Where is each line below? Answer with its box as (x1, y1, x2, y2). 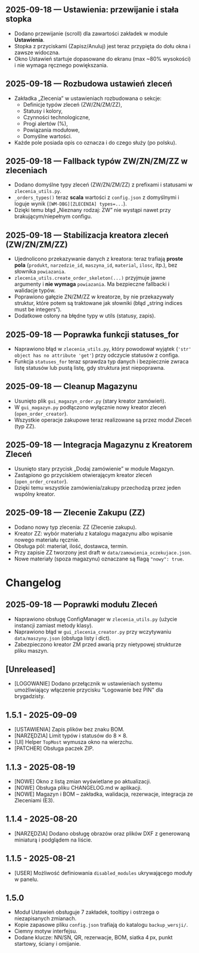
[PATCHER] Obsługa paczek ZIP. (14, 745, 94, 752)
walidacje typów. (14, 287, 56, 294)
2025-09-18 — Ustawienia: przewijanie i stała (5, 5, 179, 15)
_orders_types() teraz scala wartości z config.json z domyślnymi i (14, 194, 179, 201)
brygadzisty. (14, 693, 45, 700)
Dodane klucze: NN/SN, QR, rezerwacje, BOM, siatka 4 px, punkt (14, 934, 173, 941)
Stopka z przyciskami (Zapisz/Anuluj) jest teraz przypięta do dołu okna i (14, 42, 191, 49)
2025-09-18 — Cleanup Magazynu (5, 381, 138, 392)
